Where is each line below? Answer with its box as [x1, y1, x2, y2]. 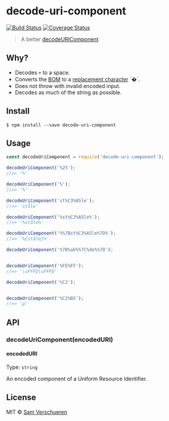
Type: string [6, 364, 38, 371]
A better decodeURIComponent [20, 35, 99, 43]
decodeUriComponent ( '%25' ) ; [6, 165, 76, 171]
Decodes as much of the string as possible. [14, 89, 122, 96]
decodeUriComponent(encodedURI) [6, 335, 113, 344]
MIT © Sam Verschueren [6, 408, 67, 416]
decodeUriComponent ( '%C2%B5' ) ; [6, 295, 84, 301]
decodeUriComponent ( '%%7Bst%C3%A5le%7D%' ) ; [6, 231, 116, 237]
